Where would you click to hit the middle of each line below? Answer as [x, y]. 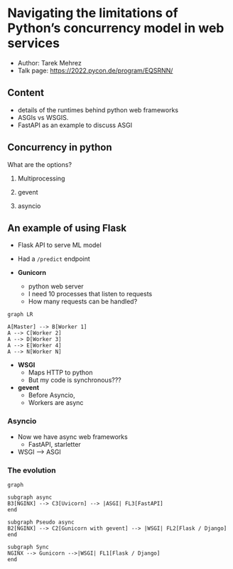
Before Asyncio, [52, 395]
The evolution [32, 470]
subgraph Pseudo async [41, 522]
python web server [56, 286]
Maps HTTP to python [61, 373]
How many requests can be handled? [83, 302]
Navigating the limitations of [93, 13]
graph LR [20, 315]
